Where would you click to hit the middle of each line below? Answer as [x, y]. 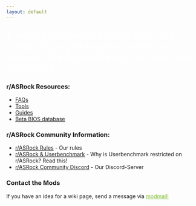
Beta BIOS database [40, 119]
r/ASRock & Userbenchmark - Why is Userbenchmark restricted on [99, 154]
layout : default [27, 12]
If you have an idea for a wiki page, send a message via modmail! [88, 196]
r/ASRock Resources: [38, 87]
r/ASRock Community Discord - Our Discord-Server [79, 167]
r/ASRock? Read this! [41, 161]
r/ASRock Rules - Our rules [48, 148]
